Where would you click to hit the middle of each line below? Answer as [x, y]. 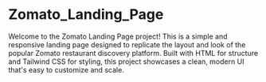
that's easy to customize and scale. [66, 69]
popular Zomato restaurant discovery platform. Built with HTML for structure [133, 53]
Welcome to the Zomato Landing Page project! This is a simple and [118, 36]
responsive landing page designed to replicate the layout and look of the [127, 44]
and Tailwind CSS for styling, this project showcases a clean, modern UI [126, 61]
